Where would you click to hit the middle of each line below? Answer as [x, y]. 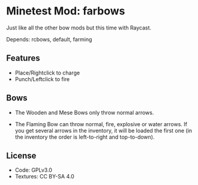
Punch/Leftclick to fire [42, 79]
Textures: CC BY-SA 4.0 [44, 177]
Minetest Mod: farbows [66, 11]
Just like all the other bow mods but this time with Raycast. [79, 28]
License [21, 155]
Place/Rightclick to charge [47, 73]
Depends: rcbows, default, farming [49, 39]
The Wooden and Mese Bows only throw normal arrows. [84, 112]
